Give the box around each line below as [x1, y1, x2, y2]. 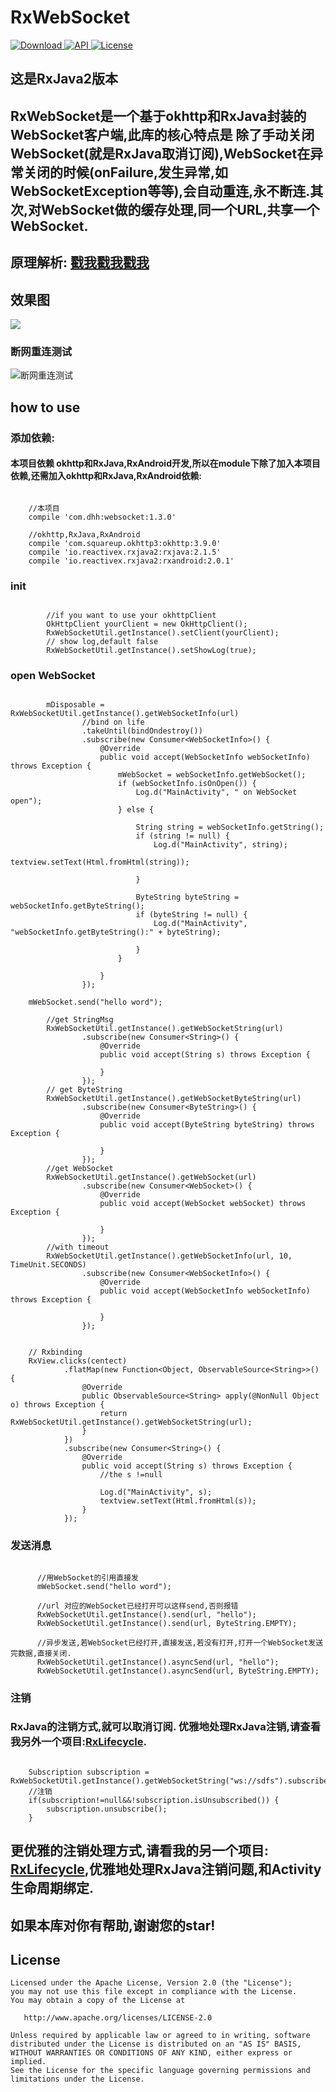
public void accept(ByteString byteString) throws [99, 1120, 315, 1130]
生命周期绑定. [10, 1880, 95, 1897]
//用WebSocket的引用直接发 [36, 1572, 139, 1583]
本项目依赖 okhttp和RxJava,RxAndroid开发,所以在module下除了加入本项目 [10, 457, 321, 470]
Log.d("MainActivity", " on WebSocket [135, 787, 298, 798]
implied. [10, 2057, 47, 2067]
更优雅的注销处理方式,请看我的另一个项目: [10, 1842, 270, 1860]
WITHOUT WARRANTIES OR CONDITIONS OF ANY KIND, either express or [10, 2048, 293, 2058]
